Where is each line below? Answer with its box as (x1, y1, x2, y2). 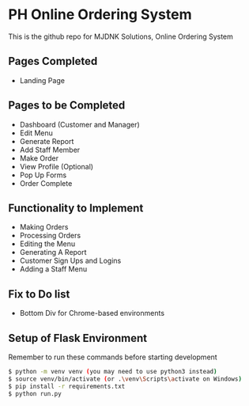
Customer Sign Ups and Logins (19, 256, 122, 266)
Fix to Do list (8, 287, 70, 301)
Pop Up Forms (19, 170, 67, 180)
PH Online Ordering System (8, 6, 192, 24)
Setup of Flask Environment (8, 331, 148, 345)
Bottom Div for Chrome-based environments (19, 309, 164, 318)
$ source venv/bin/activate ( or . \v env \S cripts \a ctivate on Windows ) (8, 374, 243, 383)
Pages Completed (8, 55, 98, 68)
